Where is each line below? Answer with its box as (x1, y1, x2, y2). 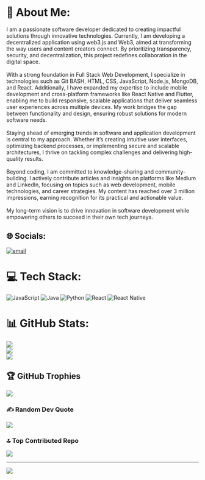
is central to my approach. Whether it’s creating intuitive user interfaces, (6, 135, 188, 143)
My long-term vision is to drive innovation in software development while (6, 206, 190, 214)
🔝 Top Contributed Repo (6, 436, 79, 445)
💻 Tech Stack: (6, 269, 82, 283)
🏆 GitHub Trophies (6, 371, 81, 381)
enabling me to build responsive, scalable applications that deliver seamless (6, 97, 198, 104)
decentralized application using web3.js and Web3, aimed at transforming (6, 38, 192, 46)
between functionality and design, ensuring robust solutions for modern (6, 110, 187, 117)
